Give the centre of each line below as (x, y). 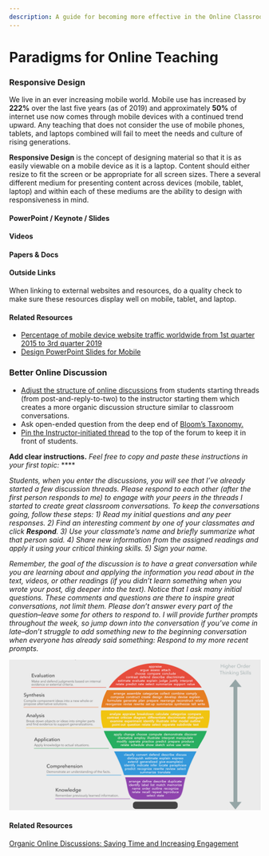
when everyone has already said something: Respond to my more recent (129, 640)
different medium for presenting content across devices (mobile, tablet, (126, 183)
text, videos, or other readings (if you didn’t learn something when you (125, 580)
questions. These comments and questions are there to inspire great (122, 598)
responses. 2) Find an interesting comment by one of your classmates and (132, 523)
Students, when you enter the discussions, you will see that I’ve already (127, 480)
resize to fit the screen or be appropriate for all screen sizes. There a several (135, 175)
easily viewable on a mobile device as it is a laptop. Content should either (130, 166)
